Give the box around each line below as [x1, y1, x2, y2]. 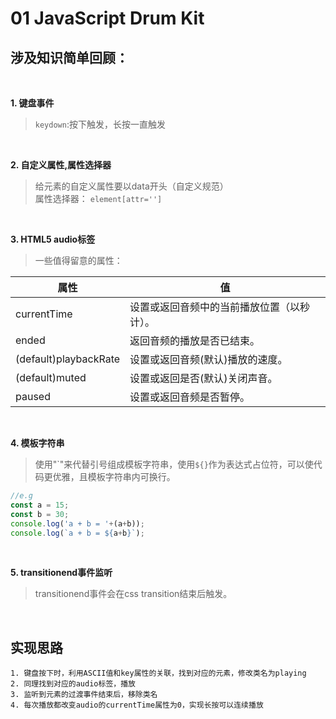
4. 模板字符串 [10, 437, 65, 449]
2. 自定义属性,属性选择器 [10, 159, 112, 171]
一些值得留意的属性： [34, 255, 123, 266]
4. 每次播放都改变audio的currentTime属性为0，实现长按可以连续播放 [10, 700, 264, 711]
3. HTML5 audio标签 [10, 233, 96, 245]
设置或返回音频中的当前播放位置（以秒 [129, 300, 311, 314]
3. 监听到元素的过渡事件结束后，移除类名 [10, 690, 158, 700]
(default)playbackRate [15, 352, 121, 366]
